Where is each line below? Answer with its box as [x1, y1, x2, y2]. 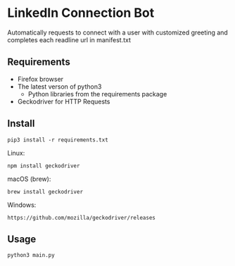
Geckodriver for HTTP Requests [17, 97, 110, 106]
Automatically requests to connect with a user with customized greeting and [7, 28, 229, 37]
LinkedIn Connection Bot [7, 5, 155, 21]
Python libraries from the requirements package [27, 89, 167, 98]
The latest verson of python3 [17, 82, 102, 91]
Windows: [7, 201, 37, 209]
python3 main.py [7, 252, 55, 259]
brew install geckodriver [7, 188, 83, 195]
